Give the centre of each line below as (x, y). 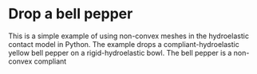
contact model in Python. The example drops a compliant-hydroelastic (124, 44)
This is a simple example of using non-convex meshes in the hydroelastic (129, 36)
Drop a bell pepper (71, 14)
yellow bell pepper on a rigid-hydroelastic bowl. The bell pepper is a (120, 53)
